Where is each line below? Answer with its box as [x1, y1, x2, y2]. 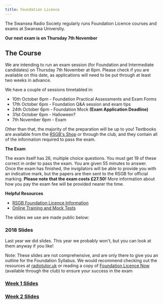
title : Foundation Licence [5, 7, 60, 12]
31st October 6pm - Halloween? [12, 112, 76, 118]
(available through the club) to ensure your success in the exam [5, 268, 133, 273]
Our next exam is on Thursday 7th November [5, 35, 98, 41]
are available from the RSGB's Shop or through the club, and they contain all [5, 132, 158, 137]
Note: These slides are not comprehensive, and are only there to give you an [5, 252, 159, 258]
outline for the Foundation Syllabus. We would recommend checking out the [5, 257, 157, 263]
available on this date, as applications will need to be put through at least [5, 72, 151, 78]
